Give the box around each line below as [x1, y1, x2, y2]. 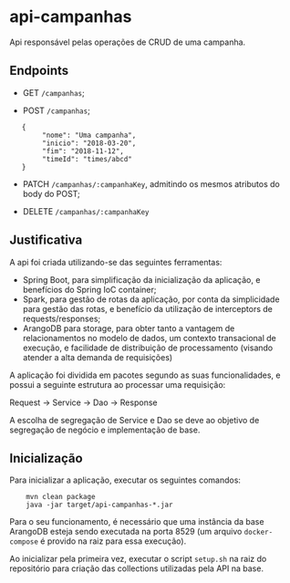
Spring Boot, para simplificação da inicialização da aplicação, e [22, 274, 261, 285]
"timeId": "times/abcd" [42, 154, 132, 163]
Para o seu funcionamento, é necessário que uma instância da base [9, 516, 264, 527]
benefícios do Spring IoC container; [22, 284, 157, 295]
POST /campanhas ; [22, 105, 91, 116]
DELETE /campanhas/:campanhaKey [22, 205, 150, 216]
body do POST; [22, 188, 80, 199]
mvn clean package [26, 493, 96, 502]
